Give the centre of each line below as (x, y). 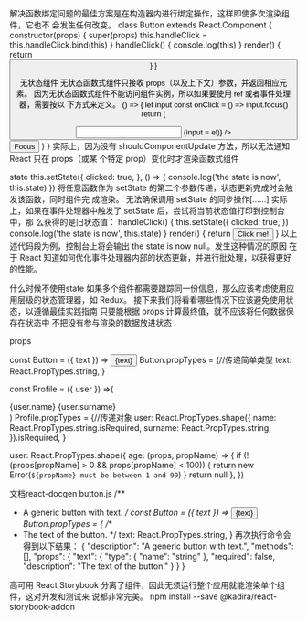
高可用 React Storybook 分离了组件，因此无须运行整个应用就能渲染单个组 (147, 584)
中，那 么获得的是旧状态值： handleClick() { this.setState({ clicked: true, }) (149, 221)
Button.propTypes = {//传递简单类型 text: (216, 359)
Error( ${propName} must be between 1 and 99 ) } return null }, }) (127, 475)
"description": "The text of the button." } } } (104, 566)
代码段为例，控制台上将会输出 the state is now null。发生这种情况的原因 (152, 246)
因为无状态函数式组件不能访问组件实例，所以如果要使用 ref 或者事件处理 (162, 94)
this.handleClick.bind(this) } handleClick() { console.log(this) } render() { (145, 45)
